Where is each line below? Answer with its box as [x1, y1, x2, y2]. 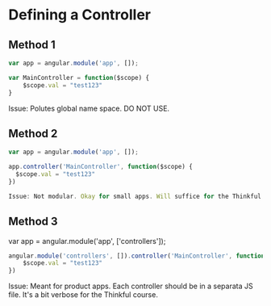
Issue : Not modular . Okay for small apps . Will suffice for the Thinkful [8, 192, 262, 200]
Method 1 [8, 38, 56, 52]
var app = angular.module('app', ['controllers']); [8, 236, 166, 245]
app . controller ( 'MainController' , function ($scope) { [8, 163, 194, 171]
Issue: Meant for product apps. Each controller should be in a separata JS [8, 281, 253, 291]
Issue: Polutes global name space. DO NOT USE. [8, 103, 170, 113]
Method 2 [8, 127, 58, 140]
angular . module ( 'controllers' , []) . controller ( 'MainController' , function [8, 252, 265, 260]
